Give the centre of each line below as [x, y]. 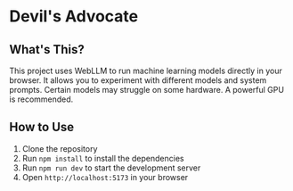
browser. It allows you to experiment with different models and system [138, 80]
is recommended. [41, 99]
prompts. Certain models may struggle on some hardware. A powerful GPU [147, 90]
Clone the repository [60, 148]
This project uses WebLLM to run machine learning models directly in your [146, 71]
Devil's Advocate [74, 17]
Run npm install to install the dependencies [103, 158]
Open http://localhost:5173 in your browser [105, 177]
